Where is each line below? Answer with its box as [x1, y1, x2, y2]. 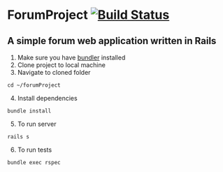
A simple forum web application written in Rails [7, 35, 217, 47]
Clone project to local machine [17, 61, 106, 69]
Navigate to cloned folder [17, 69, 91, 76]
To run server [17, 120, 57, 128]
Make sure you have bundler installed [17, 53, 126, 62]
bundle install [7, 108, 52, 115]
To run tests [17, 145, 52, 154]
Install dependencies [17, 94, 78, 102]
